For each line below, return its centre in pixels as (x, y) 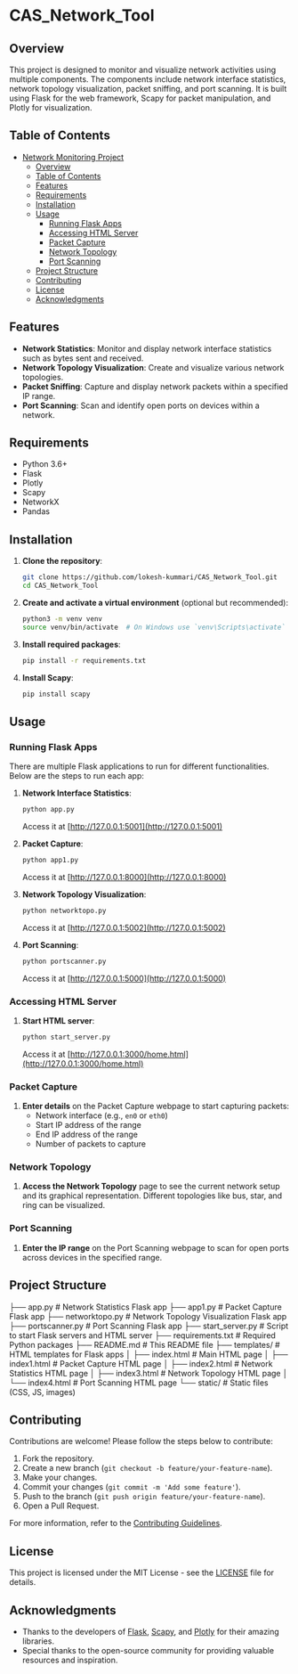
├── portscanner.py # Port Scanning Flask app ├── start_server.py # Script (149, 1326)
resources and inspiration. (70, 1660)
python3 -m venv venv (62, 619)
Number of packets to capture (91, 1144)
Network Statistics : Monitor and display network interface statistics (147, 348)
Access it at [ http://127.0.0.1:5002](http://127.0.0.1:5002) (124, 927)
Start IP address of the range (89, 1125)
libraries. (38, 1641)
